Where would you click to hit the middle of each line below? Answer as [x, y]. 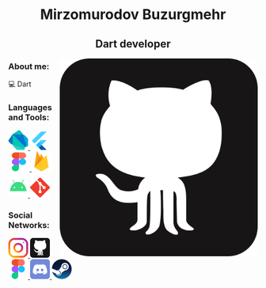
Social [21, 215]
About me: [29, 66]
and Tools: [29, 117]
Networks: [29, 225]
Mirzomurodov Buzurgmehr [133, 15]
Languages [30, 107]
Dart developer [133, 44]
